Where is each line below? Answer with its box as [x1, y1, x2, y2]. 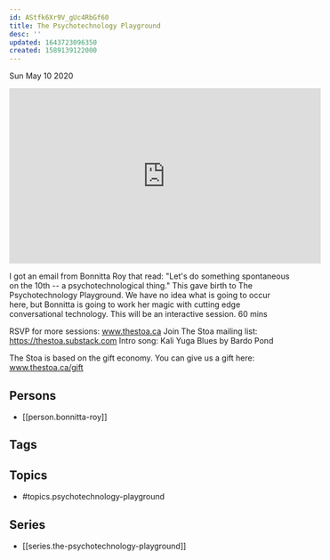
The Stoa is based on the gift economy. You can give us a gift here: [9, 353, 255, 363]
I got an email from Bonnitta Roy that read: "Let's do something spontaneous [9, 271, 290, 281]
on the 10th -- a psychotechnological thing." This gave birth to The [9, 280, 254, 291]
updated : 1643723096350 [9, 37, 98, 47]
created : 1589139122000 [9, 46, 98, 55]
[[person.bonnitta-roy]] [21, 411, 108, 422]
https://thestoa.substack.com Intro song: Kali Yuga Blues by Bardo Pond [9, 336, 274, 346]
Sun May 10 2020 [9, 70, 74, 81]
